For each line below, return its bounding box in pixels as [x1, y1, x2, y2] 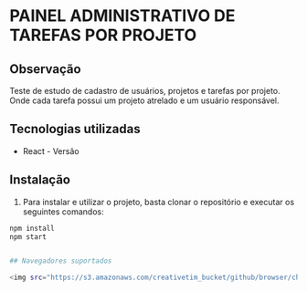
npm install [9, 223, 55, 233]
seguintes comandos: [22, 206, 104, 217]
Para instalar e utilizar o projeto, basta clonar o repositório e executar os [22, 196, 295, 207]
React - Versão [22, 145, 79, 156]
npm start [9, 232, 48, 242]
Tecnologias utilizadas [9, 121, 141, 137]
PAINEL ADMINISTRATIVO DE [9, 5, 236, 26]
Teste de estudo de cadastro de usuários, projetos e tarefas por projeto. [9, 86, 281, 96]
